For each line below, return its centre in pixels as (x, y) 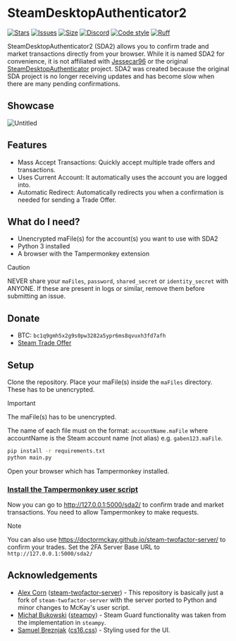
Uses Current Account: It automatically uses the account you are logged (122, 177)
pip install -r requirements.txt (56, 451)
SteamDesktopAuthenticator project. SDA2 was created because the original (118, 68)
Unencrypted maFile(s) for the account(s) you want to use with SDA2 (118, 239)
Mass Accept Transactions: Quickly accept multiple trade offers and (116, 162)
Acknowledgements (52, 576)
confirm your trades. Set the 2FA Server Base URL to (84, 547)
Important (21, 403)
